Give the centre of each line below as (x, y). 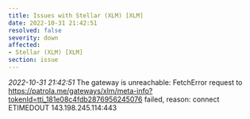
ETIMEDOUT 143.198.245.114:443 (63, 107)
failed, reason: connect (182, 99)
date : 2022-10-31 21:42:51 (53, 23)
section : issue (33, 60)
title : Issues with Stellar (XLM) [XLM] (76, 15)
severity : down (33, 38)
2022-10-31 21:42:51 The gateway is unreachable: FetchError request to (125, 82)
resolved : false (35, 30)
